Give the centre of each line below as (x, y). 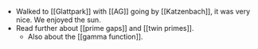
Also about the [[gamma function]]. (85, 36)
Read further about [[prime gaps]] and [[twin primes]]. (105, 28)
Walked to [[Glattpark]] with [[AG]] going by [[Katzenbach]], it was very (133, 11)
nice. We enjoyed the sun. (58, 20)
